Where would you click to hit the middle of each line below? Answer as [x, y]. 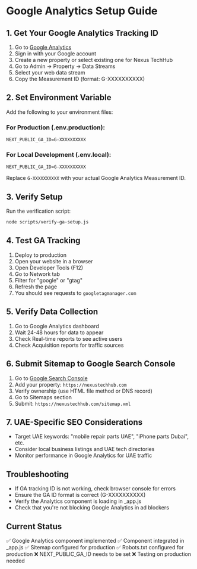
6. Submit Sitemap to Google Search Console [91, 364]
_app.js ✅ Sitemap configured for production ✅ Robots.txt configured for [95, 547]
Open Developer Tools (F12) [49, 268]
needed [15, 561]
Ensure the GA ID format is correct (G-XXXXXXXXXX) [80, 495]
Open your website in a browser [54, 261]
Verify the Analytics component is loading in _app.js [78, 501]
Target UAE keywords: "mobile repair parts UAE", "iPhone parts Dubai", [101, 437]
